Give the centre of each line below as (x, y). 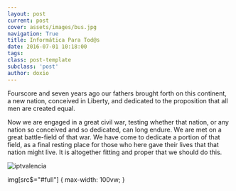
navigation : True (33, 34)
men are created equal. (42, 108)
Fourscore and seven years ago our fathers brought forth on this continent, (117, 93)
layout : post (27, 14)
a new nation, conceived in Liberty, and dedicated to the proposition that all (118, 100)
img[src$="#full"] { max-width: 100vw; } (66, 179)
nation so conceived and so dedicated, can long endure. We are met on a (114, 129)
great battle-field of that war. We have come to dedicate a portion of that (114, 137)
